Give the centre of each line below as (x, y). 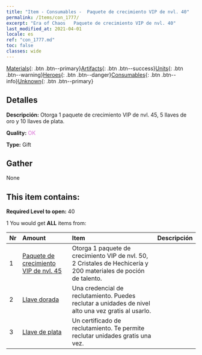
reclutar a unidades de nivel (111, 304)
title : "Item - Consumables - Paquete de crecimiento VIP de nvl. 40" (98, 12)
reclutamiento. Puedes (104, 296)
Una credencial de (98, 289)
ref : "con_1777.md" (31, 40)
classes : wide (24, 51)
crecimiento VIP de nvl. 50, (110, 256)
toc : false (20, 46)
